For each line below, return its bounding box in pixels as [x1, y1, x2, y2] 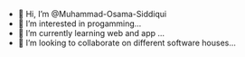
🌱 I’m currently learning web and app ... [17, 28, 165, 38]
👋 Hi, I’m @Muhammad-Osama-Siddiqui [17, 9, 167, 19]
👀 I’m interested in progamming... [17, 18, 142, 29]
